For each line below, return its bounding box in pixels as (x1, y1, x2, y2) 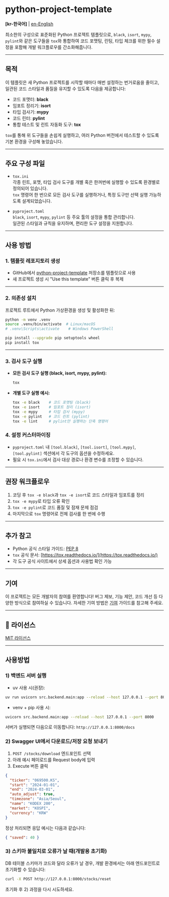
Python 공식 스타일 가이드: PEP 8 (12, 546, 79, 552)
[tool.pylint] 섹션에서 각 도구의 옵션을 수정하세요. (12, 450, 115, 456)
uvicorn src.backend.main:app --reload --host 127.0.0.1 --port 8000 (5, 714, 154, 719)
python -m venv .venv (5, 317, 51, 322)
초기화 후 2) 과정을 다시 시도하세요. (5, 886, 74, 892)
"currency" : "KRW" (10, 810, 49, 815)
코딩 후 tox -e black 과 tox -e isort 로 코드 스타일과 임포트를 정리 (12, 492, 145, 498)
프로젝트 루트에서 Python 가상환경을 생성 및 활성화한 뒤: (5, 307, 115, 313)
